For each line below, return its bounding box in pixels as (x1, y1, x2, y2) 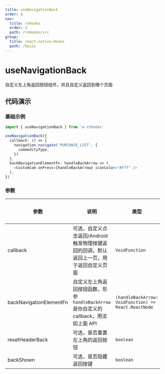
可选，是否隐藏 (73, 353, 108, 360)
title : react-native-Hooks (9, 39, 65, 44)
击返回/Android (73, 232, 108, 239)
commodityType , (18, 147, 50, 152)
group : (5, 35, 19, 40)
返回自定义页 (78, 262, 108, 269)
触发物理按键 (73, 240, 103, 247)
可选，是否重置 (73, 329, 108, 336)
